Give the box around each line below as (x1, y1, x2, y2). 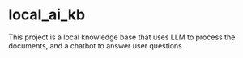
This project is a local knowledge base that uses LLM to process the (8, 32, 236, 42)
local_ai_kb (8, 6, 86, 24)
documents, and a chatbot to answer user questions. (8, 40, 185, 50)
